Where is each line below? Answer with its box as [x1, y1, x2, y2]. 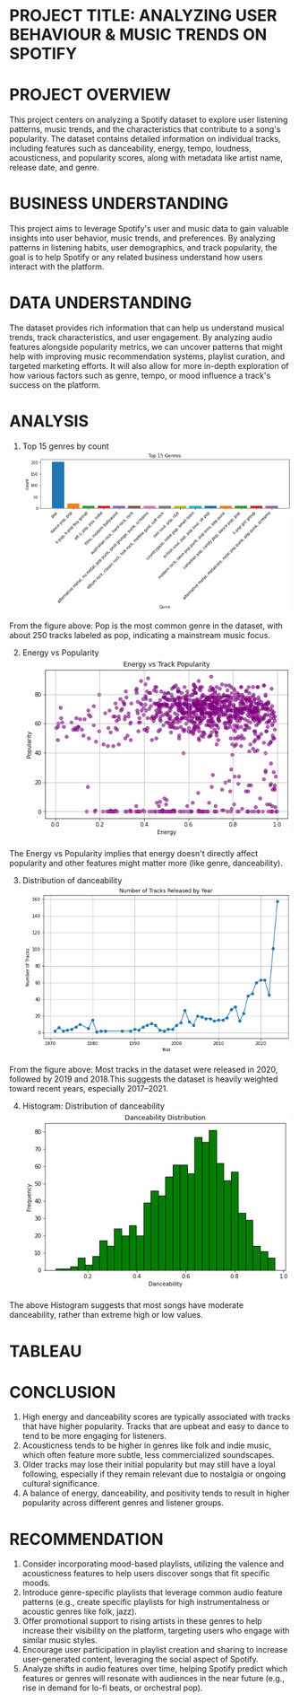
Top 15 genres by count [21, 441, 109, 452]
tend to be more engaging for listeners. [21, 1431, 167, 1442]
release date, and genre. [9, 162, 100, 173]
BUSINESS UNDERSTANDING [9, 194, 229, 214]
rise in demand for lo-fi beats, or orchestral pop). [21, 1682, 203, 1693]
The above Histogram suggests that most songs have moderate [9, 1300, 244, 1311]
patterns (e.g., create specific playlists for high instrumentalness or [21, 1597, 270, 1608]
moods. [21, 1577, 51, 1589]
